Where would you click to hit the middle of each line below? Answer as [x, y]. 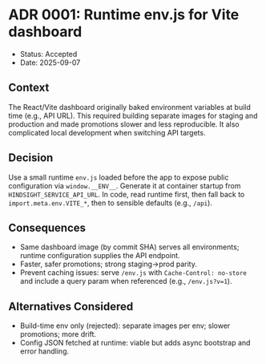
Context [29, 88]
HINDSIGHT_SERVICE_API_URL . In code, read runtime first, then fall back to [127, 194]
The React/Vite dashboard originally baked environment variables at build [129, 107]
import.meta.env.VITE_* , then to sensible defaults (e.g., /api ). [110, 203]
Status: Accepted [48, 54]
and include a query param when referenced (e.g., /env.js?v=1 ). [126, 281]
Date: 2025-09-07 [50, 63]
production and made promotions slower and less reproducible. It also [124, 124]
